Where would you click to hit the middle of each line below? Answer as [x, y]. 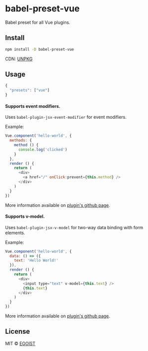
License [18, 331]
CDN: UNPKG [19, 59]
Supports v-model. [25, 216]
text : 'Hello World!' [36, 260]
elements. [15, 233]
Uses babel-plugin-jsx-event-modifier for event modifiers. [66, 117]
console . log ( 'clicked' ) [43, 150]
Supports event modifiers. [33, 106]
